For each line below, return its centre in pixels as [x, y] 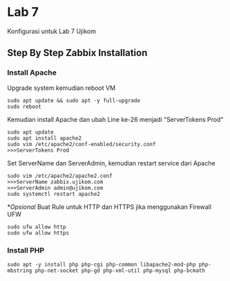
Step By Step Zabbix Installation [77, 53]
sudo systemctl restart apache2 [54, 194]
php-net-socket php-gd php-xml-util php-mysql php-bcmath [120, 271]
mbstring [20, 271]
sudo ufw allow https [38, 233]
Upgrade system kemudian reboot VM [61, 88]
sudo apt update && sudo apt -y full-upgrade [74, 100]
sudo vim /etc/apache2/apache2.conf [60, 176]
